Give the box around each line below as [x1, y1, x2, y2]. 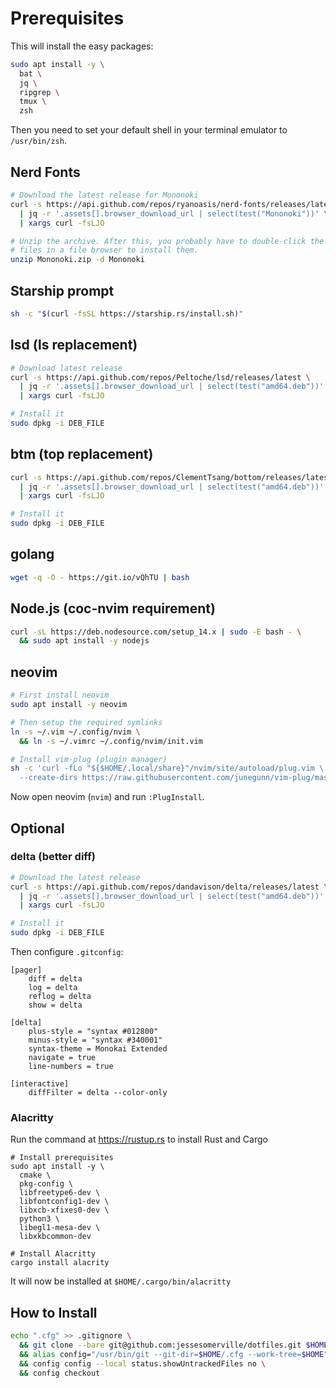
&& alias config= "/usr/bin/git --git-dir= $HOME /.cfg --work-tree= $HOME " [19, 1349, 329, 1359]
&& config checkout [19, 1368, 101, 1378]
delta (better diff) [10, 850, 96, 864]
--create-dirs [19, 773, 78, 783]
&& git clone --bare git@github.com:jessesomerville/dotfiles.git [19, 1340, 302, 1351]
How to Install [10, 1304, 98, 1321]
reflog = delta [28, 992, 92, 1002]
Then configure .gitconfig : [10, 946, 124, 958]
